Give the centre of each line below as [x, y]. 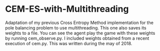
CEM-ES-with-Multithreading [67, 9]
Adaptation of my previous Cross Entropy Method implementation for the [79, 23]
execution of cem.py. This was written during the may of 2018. [69, 43]
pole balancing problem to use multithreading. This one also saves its [76, 27]
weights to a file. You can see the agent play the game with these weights [80, 33]
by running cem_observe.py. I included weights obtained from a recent [77, 38]
